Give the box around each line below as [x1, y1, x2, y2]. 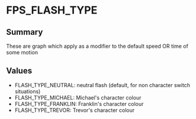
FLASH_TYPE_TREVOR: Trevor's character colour [14, 107, 135, 114]
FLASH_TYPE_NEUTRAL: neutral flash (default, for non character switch [14, 81, 191, 88]
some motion [6, 49, 38, 56]
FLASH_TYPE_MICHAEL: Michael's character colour [14, 94, 142, 101]
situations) [14, 88, 41, 95]
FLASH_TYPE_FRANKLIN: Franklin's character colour [14, 100, 144, 107]
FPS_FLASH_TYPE [6, 4, 98, 17]
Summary [6, 27, 43, 37]
